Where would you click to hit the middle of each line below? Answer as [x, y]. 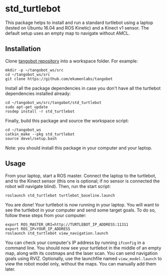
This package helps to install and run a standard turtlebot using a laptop [79, 22]
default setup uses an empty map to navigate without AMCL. [67, 33]
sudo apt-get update [27, 107]
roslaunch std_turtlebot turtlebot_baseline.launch [60, 195]
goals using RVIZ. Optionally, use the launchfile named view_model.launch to [83, 258]
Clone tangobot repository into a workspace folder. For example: [72, 61]
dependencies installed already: [38, 93]
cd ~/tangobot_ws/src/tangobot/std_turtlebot [53, 102]
